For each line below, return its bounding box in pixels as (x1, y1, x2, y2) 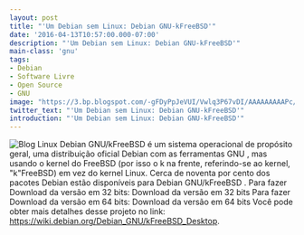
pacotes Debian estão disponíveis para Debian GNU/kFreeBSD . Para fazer (9, 177, 288, 188)
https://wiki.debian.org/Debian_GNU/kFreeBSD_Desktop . (9, 216, 220, 227)
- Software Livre (9, 72, 75, 81)
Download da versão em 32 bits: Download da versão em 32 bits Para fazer (9, 187, 291, 198)
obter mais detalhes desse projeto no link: (9, 206, 166, 217)
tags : (9, 55, 30, 64)
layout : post (9, 13, 59, 23)
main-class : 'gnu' (9, 47, 79, 56)
